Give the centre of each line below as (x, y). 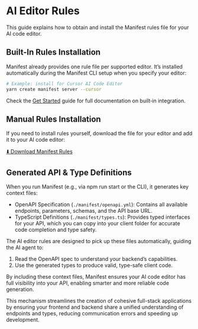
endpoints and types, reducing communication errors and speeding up (92, 314)
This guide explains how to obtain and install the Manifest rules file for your (98, 27)
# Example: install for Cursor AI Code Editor (64, 84)
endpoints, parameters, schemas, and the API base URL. (83, 211)
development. (23, 320)
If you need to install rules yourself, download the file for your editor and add (99, 133)
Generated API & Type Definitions (69, 172)
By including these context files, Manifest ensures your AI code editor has (96, 277)
